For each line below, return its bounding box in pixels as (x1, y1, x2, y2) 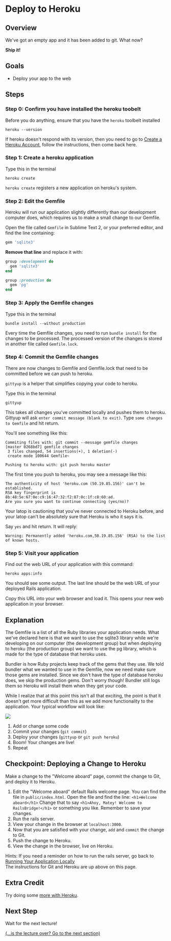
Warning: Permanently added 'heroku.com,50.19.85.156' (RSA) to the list (5, 533, 166, 538)
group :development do (5, 259, 54, 264)
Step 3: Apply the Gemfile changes (5, 299, 94, 307)
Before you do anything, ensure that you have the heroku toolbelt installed (5, 117, 160, 123)
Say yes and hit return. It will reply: (5, 523, 78, 530)
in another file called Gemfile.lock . (5, 341, 78, 347)
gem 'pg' (10, 282, 29, 288)
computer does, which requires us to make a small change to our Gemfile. (5, 214, 161, 221)
